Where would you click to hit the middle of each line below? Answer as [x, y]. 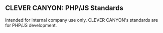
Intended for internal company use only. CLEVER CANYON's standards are [82, 20]
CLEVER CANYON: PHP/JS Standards [64, 8]
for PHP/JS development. [31, 25]
